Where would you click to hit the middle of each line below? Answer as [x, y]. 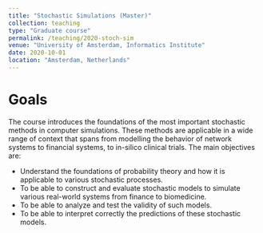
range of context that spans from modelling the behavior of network [120, 138]
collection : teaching [44, 23]
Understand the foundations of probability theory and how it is [122, 171]
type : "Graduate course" [50, 30]
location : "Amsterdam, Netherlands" [69, 61]
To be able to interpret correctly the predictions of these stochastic [130, 213]
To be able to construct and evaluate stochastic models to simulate [130, 188]
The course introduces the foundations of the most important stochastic [127, 121]
